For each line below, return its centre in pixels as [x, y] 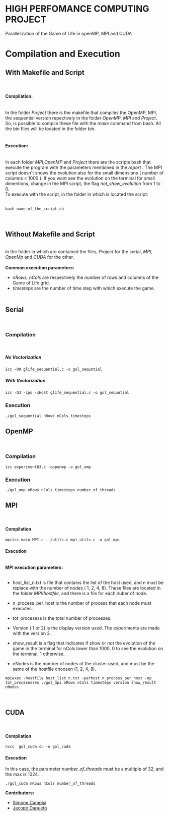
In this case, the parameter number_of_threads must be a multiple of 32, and [84, 769]
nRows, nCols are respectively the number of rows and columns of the [86, 277]
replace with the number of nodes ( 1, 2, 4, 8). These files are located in [87, 588]
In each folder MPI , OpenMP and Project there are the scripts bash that [78, 162]
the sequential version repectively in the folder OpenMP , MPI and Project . [81, 118]
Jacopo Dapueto [30, 808]
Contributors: [20, 793]
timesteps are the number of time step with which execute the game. [83, 288]
